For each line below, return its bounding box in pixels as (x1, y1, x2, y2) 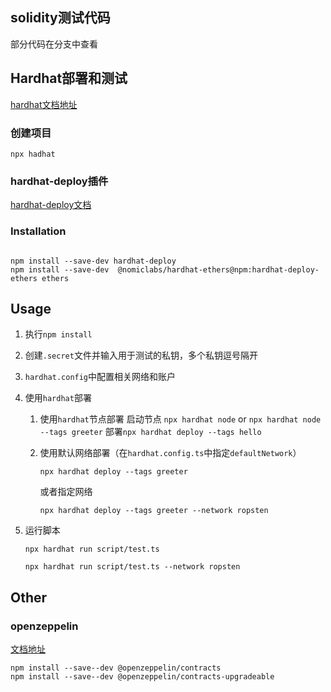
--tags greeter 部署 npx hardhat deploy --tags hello (39, 426, 262, 438)
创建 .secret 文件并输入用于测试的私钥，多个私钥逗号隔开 (24, 349, 258, 362)
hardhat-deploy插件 (10, 174, 109, 188)
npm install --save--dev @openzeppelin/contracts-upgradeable (10, 672, 275, 682)
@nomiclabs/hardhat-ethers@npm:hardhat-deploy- (117, 264, 320, 275)
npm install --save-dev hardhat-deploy (10, 256, 177, 266)
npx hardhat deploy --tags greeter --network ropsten (39, 506, 269, 516)
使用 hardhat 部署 (24, 392, 92, 404)
